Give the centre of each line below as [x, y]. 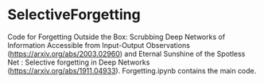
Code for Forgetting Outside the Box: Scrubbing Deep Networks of [116, 37]
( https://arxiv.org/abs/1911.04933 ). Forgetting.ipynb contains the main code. [132, 70]
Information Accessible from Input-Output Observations [99, 45]
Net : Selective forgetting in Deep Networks [79, 62]
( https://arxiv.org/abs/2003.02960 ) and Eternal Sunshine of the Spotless [126, 53]
